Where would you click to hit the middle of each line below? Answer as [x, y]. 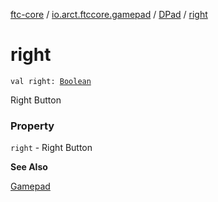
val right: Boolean [51, 81]
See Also [29, 167]
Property [32, 126]
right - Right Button [51, 148]
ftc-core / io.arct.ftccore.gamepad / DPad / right [109, 14]
